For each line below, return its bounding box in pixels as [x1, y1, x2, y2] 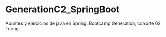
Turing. [5, 25, 20, 31]
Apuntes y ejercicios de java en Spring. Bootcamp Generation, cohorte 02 [5, 20, 161, 26]
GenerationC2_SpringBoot [5, 4, 120, 15]
